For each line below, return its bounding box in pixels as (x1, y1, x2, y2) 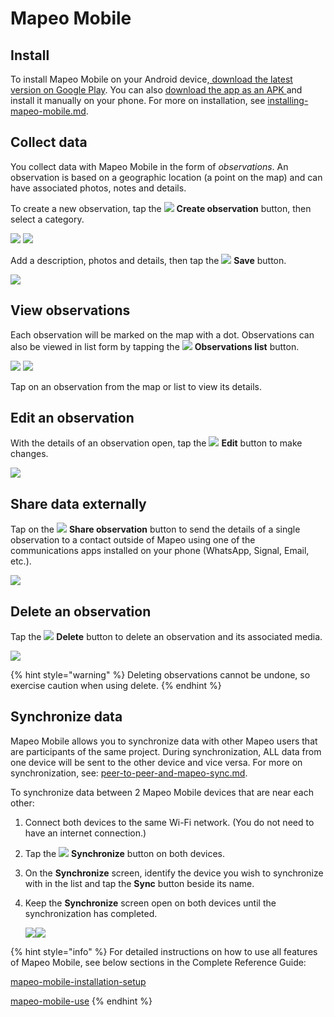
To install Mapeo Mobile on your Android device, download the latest (10, 73, 293, 85)
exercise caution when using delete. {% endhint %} (10, 680, 222, 692)
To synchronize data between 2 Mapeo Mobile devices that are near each (10, 786, 315, 798)
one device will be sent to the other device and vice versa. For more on (10, 756, 303, 768)
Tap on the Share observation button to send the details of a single (10, 523, 301, 536)
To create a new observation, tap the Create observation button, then (10, 202, 312, 214)
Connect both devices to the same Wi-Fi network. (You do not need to (24, 816, 315, 828)
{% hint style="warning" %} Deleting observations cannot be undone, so (10, 669, 311, 681)
